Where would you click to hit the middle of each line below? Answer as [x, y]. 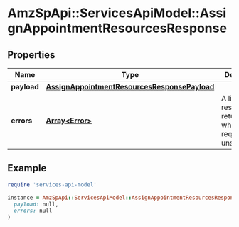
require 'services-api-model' [52, 185]
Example [27, 168]
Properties [31, 55]
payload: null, [36, 204]
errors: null [33, 211]
